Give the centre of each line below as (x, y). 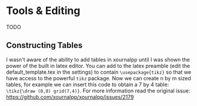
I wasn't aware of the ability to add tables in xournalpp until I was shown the (98, 59)
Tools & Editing (43, 11)
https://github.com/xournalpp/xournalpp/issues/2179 (70, 97)
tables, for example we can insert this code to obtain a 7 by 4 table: (88, 84)
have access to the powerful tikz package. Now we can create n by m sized (98, 78)
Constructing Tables (44, 45)
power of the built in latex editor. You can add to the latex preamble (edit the (98, 66)
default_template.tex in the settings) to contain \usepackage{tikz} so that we (99, 72)
